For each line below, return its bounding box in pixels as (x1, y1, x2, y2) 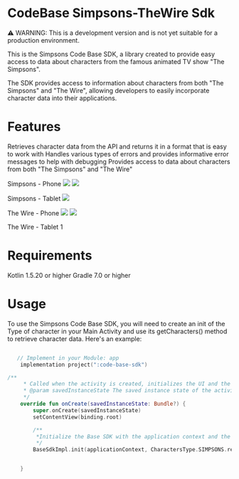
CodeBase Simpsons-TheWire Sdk (7, 5, 216, 21)
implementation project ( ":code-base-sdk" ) (20, 361, 148, 368)
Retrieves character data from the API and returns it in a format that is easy (7, 142, 228, 151)
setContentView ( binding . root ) (33, 414, 122, 421)
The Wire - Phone (7, 208, 60, 217)
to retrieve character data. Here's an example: (7, 334, 142, 343)
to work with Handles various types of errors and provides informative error (7, 149, 229, 158)
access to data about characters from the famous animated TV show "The (7, 57, 225, 65)
